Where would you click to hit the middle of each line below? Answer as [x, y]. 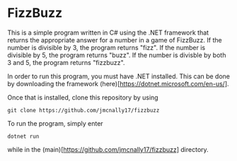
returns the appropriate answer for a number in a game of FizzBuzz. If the [115, 40]
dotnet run [23, 136]
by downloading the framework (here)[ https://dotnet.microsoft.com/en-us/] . [118, 83]
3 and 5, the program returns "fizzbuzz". [66, 62]
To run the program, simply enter [56, 123]
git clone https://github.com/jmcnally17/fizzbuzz [83, 110]
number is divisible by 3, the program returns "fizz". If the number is [106, 47]
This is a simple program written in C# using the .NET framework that [108, 32]
